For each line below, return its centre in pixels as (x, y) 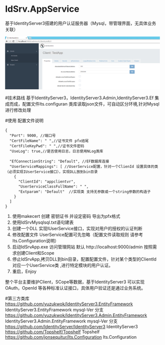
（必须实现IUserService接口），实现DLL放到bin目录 (52, 172)
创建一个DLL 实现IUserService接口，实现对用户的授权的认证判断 (77, 229)
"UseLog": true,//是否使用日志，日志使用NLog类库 (56, 151)
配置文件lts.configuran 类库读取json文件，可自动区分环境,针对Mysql (91, 104)
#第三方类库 (17, 298)
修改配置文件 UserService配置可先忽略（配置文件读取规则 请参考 (78, 235)
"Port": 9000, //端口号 (33, 136)
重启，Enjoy (24, 271)
